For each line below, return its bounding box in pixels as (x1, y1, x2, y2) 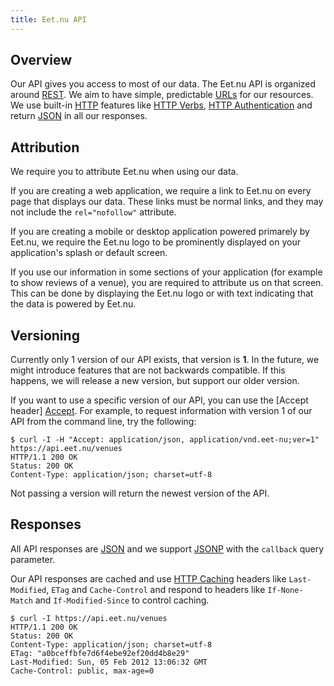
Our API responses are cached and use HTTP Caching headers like (10, 572, 287, 585)
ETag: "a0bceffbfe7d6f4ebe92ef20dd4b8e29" (10, 648, 190, 658)
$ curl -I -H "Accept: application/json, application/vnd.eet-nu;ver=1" (10, 435, 320, 445)
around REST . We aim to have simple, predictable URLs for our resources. (10, 89, 314, 101)
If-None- (267, 585, 304, 595)
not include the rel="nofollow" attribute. (10, 206, 177, 218)
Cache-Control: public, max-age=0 (10, 666, 155, 676)
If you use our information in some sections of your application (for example (10, 266, 323, 278)
